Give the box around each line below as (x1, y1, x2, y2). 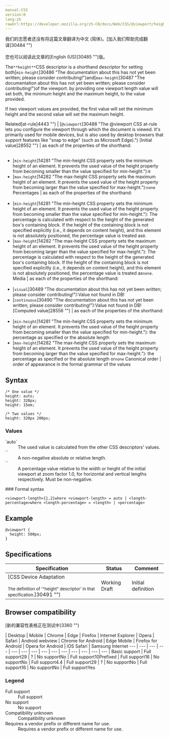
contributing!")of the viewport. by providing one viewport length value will (5, 85, 158, 91)
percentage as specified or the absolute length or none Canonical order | (12, 356, 161, 362)
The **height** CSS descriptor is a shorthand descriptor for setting (5, 64, 143, 70)
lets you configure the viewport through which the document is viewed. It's (5, 127, 161, 133)
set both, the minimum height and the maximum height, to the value (5, 91, 145, 97)
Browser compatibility (5, 608, 76, 617)
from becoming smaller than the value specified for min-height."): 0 (12, 168, 151, 175)
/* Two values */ (5, 412, 42, 417)
